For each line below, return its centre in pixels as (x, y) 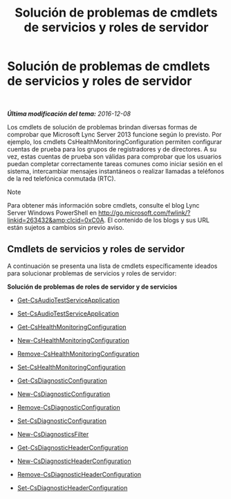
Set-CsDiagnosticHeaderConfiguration (72, 488)
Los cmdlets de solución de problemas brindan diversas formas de (102, 127)
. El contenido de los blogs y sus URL (156, 220)
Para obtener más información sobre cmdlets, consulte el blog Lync (103, 205)
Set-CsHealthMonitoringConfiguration (71, 367)
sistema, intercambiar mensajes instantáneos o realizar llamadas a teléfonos (116, 171)
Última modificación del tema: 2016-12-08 (69, 114)
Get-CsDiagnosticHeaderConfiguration (73, 447)
